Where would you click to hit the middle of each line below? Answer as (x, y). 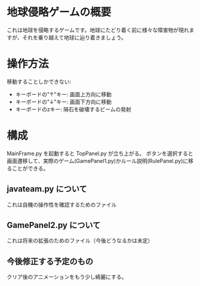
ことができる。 (30, 168)
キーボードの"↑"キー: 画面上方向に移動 (64, 94)
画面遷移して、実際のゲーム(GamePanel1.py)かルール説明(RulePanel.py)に (98, 161)
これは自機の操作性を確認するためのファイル (62, 205)
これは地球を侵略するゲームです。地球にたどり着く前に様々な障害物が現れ (98, 30)
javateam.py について (47, 189)
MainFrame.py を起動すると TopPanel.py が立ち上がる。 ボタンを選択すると (100, 153)
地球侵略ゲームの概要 (59, 12)
